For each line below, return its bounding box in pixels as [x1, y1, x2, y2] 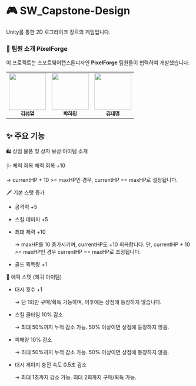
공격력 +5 [14, 204, 37, 211]
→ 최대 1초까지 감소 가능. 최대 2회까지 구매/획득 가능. [14, 374, 137, 381]
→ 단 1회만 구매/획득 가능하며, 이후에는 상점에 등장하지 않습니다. [14, 299, 162, 306]
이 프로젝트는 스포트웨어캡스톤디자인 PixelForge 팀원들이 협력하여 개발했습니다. [6, 59, 190, 66]
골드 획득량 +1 [14, 261, 48, 268]
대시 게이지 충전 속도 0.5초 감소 [14, 361, 87, 368]
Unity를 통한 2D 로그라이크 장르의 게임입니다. [6, 28, 111, 35]
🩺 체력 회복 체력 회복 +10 [6, 162, 66, 169]
